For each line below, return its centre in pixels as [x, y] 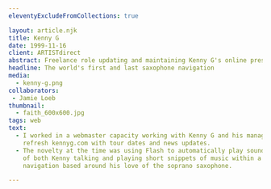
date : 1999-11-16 [38, 45]
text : [17, 128]
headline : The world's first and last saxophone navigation [112, 68]
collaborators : [34, 90]
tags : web [25, 121]
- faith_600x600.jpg [50, 113]
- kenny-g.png [39, 83]
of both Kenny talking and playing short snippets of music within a [142, 158]
